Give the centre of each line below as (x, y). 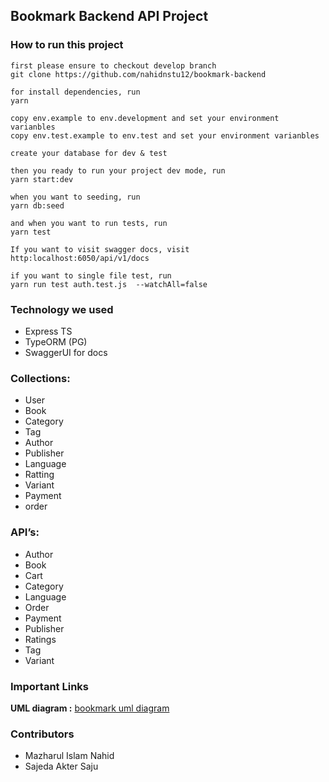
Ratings (40, 639)
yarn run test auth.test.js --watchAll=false (109, 284)
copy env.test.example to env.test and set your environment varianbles (165, 135)
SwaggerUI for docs (66, 352)
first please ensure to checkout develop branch (113, 65)
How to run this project (67, 45)
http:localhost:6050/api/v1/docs (80, 258)
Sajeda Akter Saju (61, 766)
